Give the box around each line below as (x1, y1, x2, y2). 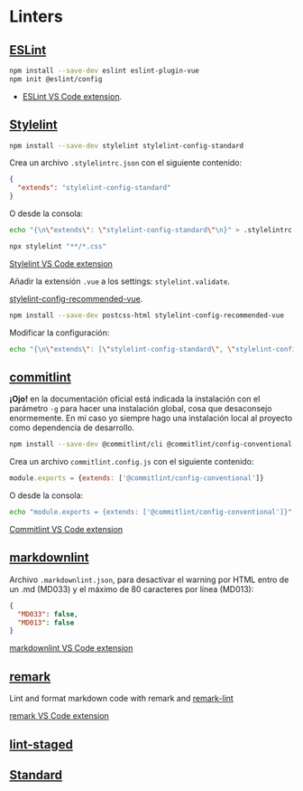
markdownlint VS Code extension (9, 643, 133, 654)
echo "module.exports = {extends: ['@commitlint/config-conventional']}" (9, 508, 293, 517)
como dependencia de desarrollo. (9, 422, 135, 433)
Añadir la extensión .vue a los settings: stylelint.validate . (9, 276, 230, 287)
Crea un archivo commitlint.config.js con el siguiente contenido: (9, 457, 254, 467)
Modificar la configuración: (9, 327, 110, 338)
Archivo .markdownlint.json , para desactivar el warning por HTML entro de (9, 574, 289, 585)
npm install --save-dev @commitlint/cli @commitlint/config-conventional (9, 440, 293, 449)
